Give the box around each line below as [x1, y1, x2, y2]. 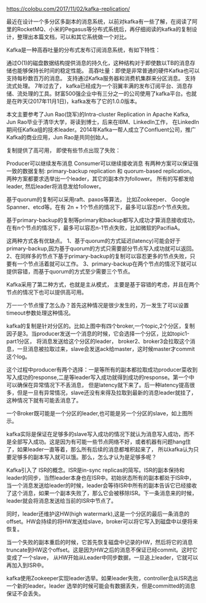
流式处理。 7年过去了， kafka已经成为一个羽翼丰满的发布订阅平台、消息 [6, 82, 188, 90]
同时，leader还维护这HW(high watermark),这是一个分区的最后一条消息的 [6, 510, 190, 517]
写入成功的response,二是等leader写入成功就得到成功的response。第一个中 [6, 374, 195, 381]
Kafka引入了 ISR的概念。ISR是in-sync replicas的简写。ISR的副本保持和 [6, 466, 185, 474]
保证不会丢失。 [6, 590, 44, 597]
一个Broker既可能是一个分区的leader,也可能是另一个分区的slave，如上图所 [6, 410, 193, 417]
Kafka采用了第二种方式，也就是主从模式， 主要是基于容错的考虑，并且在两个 [6, 281, 200, 288]
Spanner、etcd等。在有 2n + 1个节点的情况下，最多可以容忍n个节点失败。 [6, 204, 193, 210]
